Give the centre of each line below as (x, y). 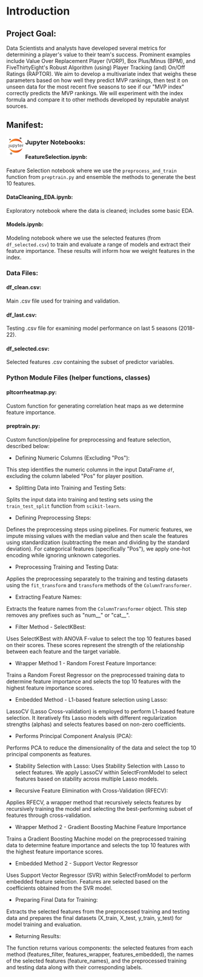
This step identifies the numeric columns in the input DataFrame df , (90, 469)
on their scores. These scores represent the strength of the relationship (95, 645)
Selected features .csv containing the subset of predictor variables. (90, 362)
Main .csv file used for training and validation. (63, 301)
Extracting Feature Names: (48, 597)
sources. (17, 106)
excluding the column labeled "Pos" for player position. (75, 476)
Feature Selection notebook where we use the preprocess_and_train (92, 170)
